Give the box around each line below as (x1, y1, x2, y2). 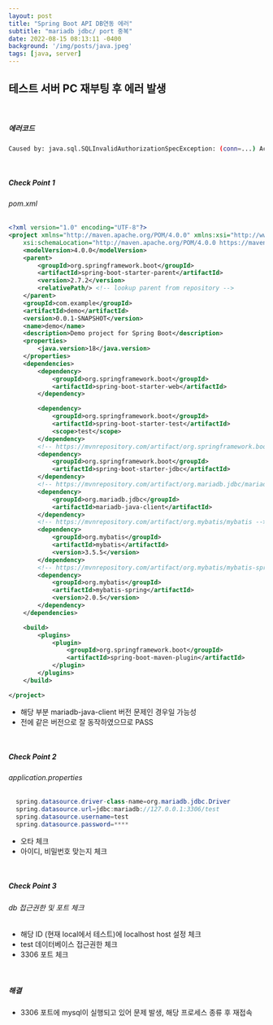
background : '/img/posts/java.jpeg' (8, 42, 132, 50)
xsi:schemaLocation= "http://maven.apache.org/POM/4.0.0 (23, 238, 217, 246)
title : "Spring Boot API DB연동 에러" (8, 20, 133, 28)
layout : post (8, 11, 53, 20)
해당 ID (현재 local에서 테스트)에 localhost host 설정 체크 (19, 929, 201, 940)
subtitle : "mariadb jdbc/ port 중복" (8, 27, 132, 35)
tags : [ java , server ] (8, 50, 82, 58)
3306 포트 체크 (19, 949, 69, 960)
